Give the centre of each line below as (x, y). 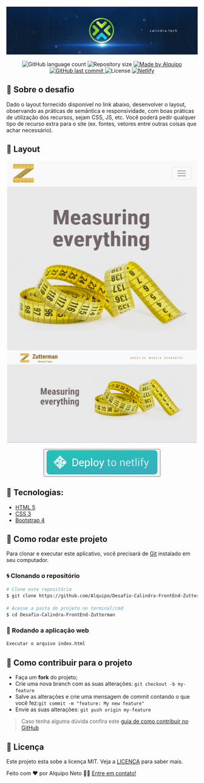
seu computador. (28, 560)
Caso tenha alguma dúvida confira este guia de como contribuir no (105, 721)
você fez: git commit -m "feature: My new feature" (80, 703)
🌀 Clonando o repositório (43, 576)
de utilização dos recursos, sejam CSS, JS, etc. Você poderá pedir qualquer (101, 117)
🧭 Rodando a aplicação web (48, 631)
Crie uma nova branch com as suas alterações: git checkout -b (95, 684)
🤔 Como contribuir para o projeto (69, 663)
